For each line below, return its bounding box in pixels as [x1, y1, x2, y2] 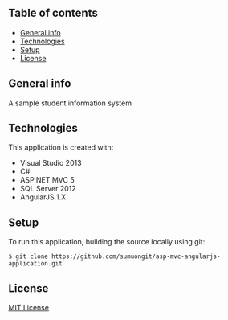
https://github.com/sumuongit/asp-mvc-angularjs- [51, 252, 221, 261]
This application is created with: [8, 142, 114, 152]
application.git [8, 260, 63, 268]
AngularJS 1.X [19, 192, 67, 202]
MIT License [8, 303, 50, 313]
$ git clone [8, 252, 48, 261]
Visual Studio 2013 [19, 158, 82, 168]
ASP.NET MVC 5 [19, 175, 75, 185]
